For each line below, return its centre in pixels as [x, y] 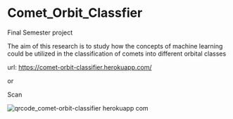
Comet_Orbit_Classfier [75, 13]
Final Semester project [40, 32]
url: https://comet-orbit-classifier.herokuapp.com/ [80, 67]
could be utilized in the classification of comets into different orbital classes [117, 54]
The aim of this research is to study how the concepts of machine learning [115, 46]
